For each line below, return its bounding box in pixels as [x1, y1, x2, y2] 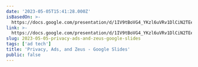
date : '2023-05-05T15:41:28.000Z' [6, 8, 91, 15]
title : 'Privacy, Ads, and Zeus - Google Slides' [6, 47, 131, 52]
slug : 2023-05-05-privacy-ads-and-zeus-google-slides [6, 36, 141, 41]
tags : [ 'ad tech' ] [6, 41, 51, 47]
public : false [6, 52, 41, 58]
